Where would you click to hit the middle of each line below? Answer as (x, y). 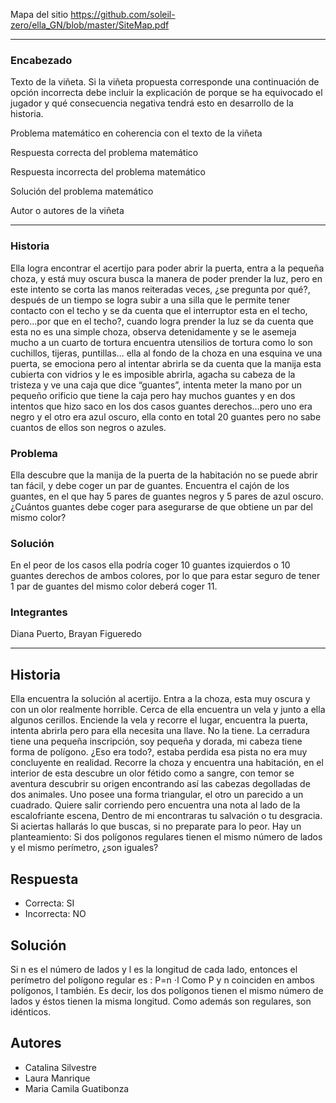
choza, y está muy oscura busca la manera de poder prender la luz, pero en (166, 278)
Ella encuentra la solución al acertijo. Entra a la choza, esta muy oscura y (160, 699)
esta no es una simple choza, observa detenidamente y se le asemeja (153, 331)
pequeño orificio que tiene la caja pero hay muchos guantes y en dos (153, 395)
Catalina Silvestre (61, 1067)
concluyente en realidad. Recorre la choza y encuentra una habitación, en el (167, 763)
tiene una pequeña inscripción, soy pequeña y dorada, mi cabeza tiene (156, 741)
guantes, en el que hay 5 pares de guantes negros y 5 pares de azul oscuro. (167, 496)
